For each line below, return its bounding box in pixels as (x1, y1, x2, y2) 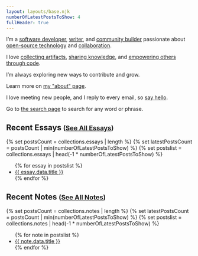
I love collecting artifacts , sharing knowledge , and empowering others (6, 54, 176, 61)
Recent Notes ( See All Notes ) (6, 192, 106, 202)
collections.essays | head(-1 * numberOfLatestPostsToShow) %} (6, 151, 163, 158)
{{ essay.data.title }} (14, 169, 64, 176)
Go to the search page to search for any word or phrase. (6, 106, 144, 113)
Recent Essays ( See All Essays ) (6, 122, 114, 133)
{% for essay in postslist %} (14, 162, 83, 169)
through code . (6, 60, 41, 67)
